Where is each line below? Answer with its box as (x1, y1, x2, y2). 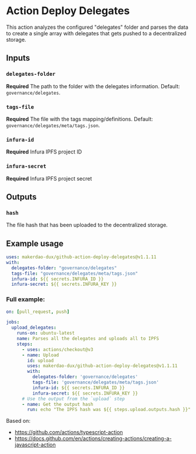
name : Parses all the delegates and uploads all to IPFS (16, 336, 160, 342)
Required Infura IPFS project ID (6, 148, 82, 155)
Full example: (6, 295, 45, 303)
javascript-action (14, 441, 56, 448)
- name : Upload (21, 352, 59, 358)
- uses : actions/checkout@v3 (21, 346, 94, 352)
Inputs (6, 53, 31, 63)
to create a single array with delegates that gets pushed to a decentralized (6, 29, 187, 36)
